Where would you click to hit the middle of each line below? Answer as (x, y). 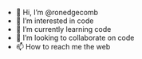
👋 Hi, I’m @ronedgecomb (57, 12)
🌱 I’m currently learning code (63, 29)
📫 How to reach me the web (63, 47)
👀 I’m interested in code (55, 21)
